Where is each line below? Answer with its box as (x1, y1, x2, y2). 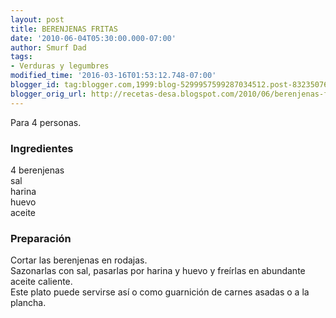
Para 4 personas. (10, 116, 82, 128)
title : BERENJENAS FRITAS (10, 24, 118, 34)
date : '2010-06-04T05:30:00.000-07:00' (10, 33, 177, 43)
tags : (10, 52, 33, 62)
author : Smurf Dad (10, 42, 87, 53)
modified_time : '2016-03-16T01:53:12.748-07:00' (10, 71, 217, 81)
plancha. (10, 297, 47, 309)
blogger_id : (10, 80, 60, 90)
